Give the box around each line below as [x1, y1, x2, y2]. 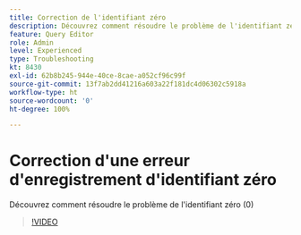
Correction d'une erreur [9, 151, 191, 171]
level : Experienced [9, 46, 82, 55]
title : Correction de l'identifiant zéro [9, 13, 167, 22]
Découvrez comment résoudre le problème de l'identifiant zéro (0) [9, 199, 254, 210]
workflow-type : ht [9, 88, 78, 97]
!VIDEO [30, 216, 58, 228]
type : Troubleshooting [9, 55, 94, 63]
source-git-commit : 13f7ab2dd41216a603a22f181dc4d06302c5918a [9, 80, 246, 88]
